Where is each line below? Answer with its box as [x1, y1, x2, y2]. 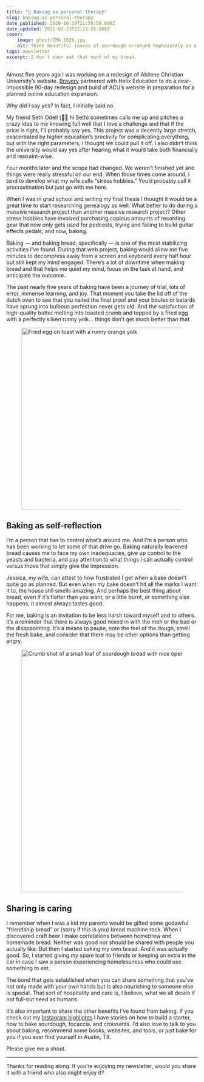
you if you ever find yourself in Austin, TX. [6, 1033, 112, 1041]
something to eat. [6, 965, 50, 972]
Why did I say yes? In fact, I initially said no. [6, 101, 115, 109]
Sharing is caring [6, 903, 72, 914]
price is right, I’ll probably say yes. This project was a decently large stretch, [6, 126, 197, 134]
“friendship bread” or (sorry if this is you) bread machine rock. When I [6, 926, 182, 933]
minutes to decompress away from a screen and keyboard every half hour [6, 252, 192, 259]
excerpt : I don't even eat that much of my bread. [6, 54, 137, 60]
